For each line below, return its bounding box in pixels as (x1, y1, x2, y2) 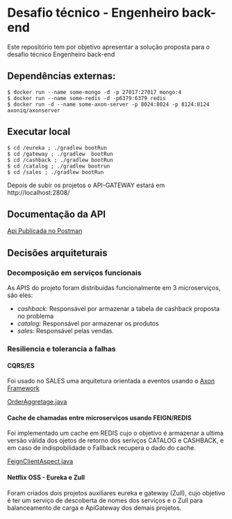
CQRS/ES (7, 361, 35, 369)
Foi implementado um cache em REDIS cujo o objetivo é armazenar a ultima (7, 429, 224, 438)
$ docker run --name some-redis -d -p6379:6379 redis (7, 95, 167, 102)
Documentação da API (7, 208, 106, 220)
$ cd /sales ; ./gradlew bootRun (7, 168, 104, 175)
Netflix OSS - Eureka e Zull (7, 473, 85, 481)
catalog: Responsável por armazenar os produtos (17, 319, 160, 328)
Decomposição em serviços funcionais (7, 268, 142, 278)
